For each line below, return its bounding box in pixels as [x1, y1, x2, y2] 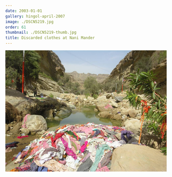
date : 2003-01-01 [5, 8, 42, 13]
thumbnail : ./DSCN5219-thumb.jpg [5, 30, 77, 35]
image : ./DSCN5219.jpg [5, 19, 54, 24]
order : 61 [5, 25, 27, 30]
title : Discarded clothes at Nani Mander [5, 35, 95, 41]
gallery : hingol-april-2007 [5, 13, 66, 19]
